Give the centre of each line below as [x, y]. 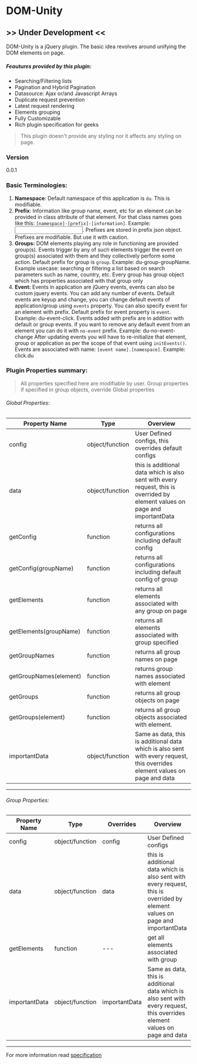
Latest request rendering [45, 106]
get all [156, 938]
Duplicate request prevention [50, 99]
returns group [154, 669]
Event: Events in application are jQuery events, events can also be [94, 287]
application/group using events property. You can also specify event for [101, 306]
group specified [157, 642]
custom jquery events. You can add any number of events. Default [94, 293]
